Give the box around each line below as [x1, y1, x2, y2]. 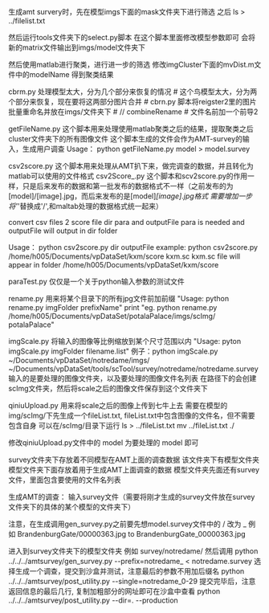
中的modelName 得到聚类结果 [14, 70, 114, 79]
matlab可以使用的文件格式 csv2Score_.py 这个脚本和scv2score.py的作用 [8, 171, 248, 181]
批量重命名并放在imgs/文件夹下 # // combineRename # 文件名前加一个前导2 [8, 107, 259, 116]
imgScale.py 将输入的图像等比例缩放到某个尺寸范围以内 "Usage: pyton [8, 337, 242, 345]
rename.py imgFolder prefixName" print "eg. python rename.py [8, 303, 218, 312]
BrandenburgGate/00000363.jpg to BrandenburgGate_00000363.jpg [17, 529, 247, 538]
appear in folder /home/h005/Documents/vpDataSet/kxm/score [8, 260, 219, 269]
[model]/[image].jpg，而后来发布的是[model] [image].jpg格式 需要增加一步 [8, 191, 253, 201]
